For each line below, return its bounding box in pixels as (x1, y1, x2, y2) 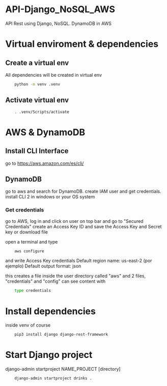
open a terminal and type (5, 239, 58, 245)
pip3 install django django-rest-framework (14, 332, 108, 337)
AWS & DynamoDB (5, 126, 86, 138)
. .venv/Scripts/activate (14, 109, 70, 114)
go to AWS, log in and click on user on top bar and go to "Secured (5, 218, 144, 224)
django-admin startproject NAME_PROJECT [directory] (5, 366, 121, 372)
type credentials (14, 288, 51, 293)
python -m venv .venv (14, 81, 60, 87)
